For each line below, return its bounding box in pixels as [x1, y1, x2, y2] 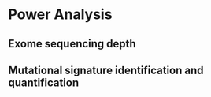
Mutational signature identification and [8, 63, 204, 76]
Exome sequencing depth [8, 37, 136, 50]
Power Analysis [8, 6, 113, 24]
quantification [8, 76, 80, 89]
